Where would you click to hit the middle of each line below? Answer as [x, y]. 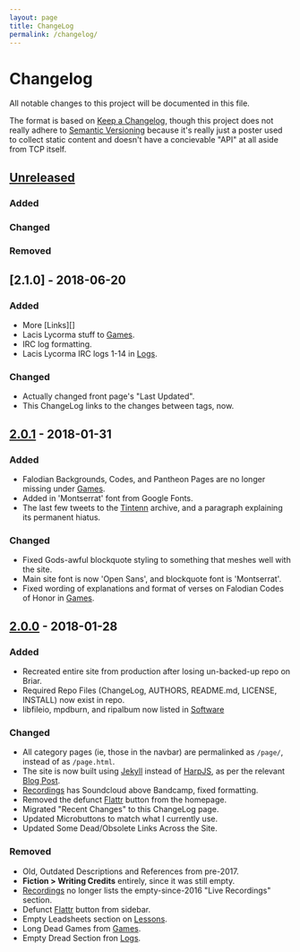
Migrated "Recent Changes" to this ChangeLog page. [120, 809]
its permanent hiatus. [61, 517]
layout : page [34, 17]
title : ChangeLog [42, 26]
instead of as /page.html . [69, 762]
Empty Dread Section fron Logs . [81, 938]
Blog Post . [41, 781]
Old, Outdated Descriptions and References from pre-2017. [130, 871]
